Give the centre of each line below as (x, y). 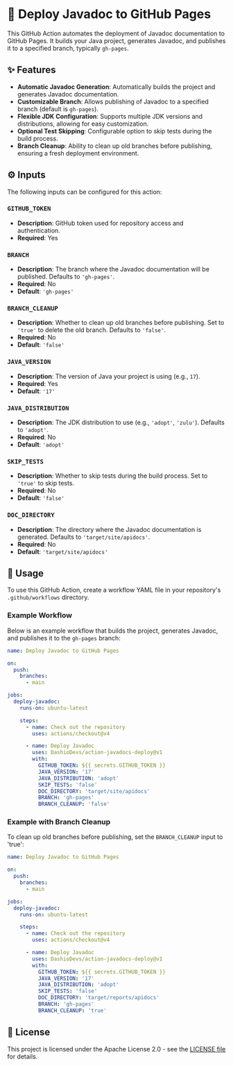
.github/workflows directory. (48, 597)
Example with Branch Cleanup (59, 822)
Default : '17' (36, 391)
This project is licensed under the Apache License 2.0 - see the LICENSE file (116, 1049)
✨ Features (32, 70)
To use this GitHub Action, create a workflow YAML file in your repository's (114, 590)
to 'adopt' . (33, 430)
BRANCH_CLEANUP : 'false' (74, 804)
